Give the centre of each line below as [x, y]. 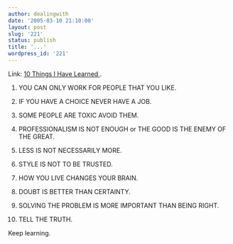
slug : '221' [26, 34]
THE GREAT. [37, 137]
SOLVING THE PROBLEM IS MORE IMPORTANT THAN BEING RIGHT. [119, 205]
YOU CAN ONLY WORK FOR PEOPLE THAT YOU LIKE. [97, 87]
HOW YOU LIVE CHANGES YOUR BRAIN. [78, 178]
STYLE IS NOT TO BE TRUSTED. [65, 164]
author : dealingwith [39, 14]
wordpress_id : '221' [39, 54]
